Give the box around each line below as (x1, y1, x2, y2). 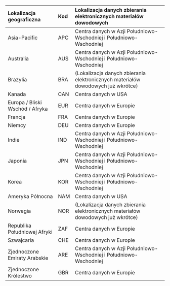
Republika (8, 222, 31, 229)
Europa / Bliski (8, 99, 42, 106)
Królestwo (8, 272, 32, 279)
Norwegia (8, 208, 31, 214)
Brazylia (8, 76, 27, 83)
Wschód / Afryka (8, 105, 48, 112)
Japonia (8, 157, 27, 164)
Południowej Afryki (8, 229, 53, 235)
